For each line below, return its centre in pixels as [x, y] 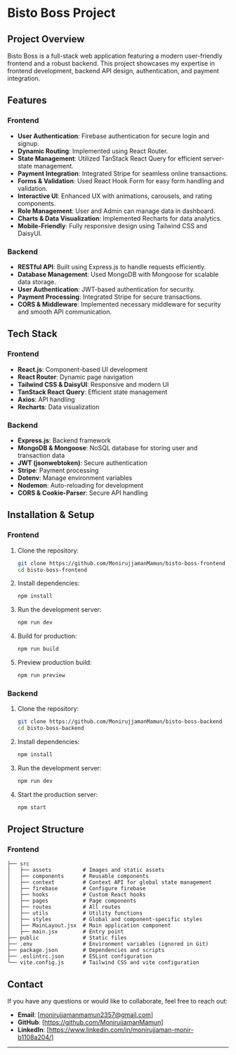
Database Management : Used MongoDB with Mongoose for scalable [118, 274]
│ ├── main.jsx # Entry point [66, 932]
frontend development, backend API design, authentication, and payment [113, 71]
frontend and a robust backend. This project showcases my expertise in [111, 63]
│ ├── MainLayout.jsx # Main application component [89, 926]
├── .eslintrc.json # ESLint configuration [80, 956]
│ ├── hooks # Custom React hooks [77, 895]
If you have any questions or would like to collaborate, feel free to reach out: [118, 1001]
